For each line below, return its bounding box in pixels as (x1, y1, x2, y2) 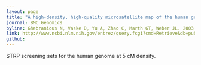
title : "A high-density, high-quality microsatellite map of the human (6, 14, 188, 20)
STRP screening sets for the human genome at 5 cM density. (6, 53, 156, 59)
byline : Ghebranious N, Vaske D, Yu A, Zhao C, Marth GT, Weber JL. (6, 25, 181, 31)
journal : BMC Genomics (6, 19, 63, 25)
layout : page (6, 8, 39, 15)
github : (6, 36, 26, 42)
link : (6, 31, 20, 37)
